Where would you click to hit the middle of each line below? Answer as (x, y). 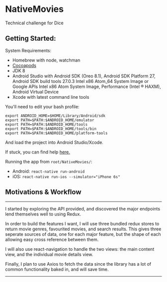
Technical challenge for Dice (34, 23)
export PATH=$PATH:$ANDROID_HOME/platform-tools (56, 133)
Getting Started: (31, 38)
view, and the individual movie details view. (49, 254)
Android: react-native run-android (48, 171)
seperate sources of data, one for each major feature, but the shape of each (83, 234)
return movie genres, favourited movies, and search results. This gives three (83, 229)
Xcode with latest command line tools (51, 97)
